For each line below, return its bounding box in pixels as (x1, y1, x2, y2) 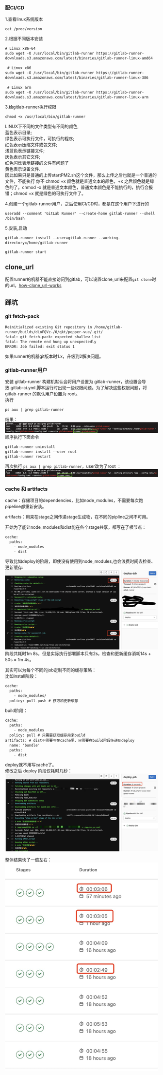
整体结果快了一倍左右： (5, 857, 52, 863)
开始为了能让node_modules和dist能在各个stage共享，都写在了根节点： (5, 524, 147, 530)
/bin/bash (5, 216, 25, 221)
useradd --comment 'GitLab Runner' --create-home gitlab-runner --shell (5, 211, 155, 216)
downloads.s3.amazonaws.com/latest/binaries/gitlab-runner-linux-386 (5, 76, 149, 80)
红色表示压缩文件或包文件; (5, 142, 58, 148)
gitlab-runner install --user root (5, 449, 77, 454)
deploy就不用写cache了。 (5, 762, 57, 768)
